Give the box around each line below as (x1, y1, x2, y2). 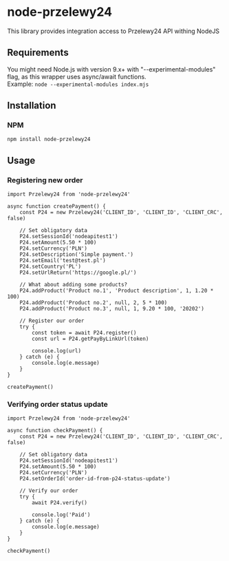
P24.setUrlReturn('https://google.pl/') (19, 269, 137, 276)
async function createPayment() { (7, 203, 107, 210)
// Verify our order (19, 487, 78, 494)
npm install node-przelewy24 (7, 136, 91, 143)
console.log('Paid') (32, 511, 91, 518)
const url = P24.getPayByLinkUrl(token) (32, 335, 149, 343)
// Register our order (19, 317, 85, 324)
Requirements (7, 47, 69, 59)
